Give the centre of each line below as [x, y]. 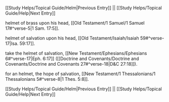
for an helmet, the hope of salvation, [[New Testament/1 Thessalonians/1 [80, 74]
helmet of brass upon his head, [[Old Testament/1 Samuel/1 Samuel [75, 23]
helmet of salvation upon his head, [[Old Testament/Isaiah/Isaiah [72, 38]
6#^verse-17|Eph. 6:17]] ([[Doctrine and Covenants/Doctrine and [72, 59]
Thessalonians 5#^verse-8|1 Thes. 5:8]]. [47, 79]
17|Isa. [12, 43]
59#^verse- [152, 38]
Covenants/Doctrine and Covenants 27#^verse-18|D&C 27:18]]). [71, 64]
